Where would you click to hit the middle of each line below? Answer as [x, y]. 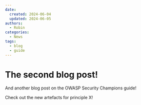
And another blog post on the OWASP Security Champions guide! [71, 88]
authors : [14, 23]
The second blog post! [52, 74]
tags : [10, 42]
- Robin [17, 28]
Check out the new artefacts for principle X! [49, 98]
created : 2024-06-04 [30, 14]
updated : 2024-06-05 [30, 19]
